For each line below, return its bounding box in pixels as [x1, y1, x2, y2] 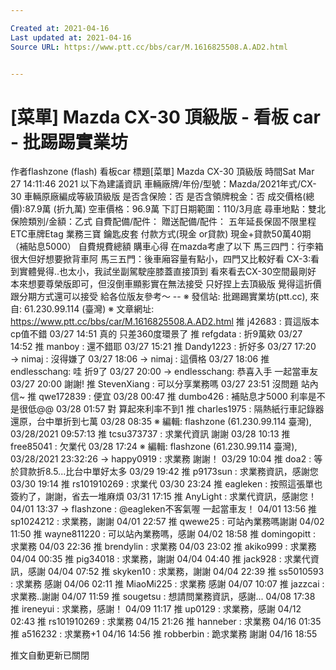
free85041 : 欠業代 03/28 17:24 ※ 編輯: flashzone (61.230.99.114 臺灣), [10, 441, 298, 453]
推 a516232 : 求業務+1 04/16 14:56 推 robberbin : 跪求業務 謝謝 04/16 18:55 [10, 628, 318, 640]
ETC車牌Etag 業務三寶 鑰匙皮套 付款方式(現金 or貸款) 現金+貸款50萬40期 [10, 228, 312, 240]
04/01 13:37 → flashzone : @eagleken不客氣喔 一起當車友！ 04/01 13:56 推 [10, 503, 318, 515]
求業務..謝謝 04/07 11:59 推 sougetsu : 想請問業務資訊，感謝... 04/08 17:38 [10, 591, 316, 603]
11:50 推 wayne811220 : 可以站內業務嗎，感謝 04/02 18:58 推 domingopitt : [10, 528, 317, 540]
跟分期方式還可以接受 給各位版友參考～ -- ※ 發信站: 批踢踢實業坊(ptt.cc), [10, 291, 308, 303]
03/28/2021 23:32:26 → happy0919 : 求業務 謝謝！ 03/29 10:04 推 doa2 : [10, 453, 312, 465]
